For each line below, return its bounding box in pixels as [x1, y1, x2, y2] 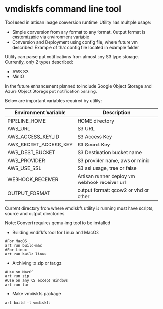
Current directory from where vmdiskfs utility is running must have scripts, [5, 205, 154, 211]
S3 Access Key [77, 133, 112, 140]
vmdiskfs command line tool [5, 3, 122, 15]
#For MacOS [5, 238, 27, 244]
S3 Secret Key [77, 141, 110, 148]
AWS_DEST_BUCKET [7, 149, 56, 156]
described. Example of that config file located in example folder [12, 44, 139, 50]
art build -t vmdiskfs [5, 300, 51, 305]
